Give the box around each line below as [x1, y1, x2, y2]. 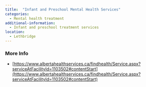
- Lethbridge [9, 34, 36, 39]
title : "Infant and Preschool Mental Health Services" [5, 7, 121, 12]
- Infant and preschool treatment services [9, 25, 99, 30]
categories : [5, 12, 29, 16]
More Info [5, 50, 29, 57]
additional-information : [5, 20, 55, 26]
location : [5, 29, 25, 34]
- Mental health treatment [9, 16, 64, 21]
